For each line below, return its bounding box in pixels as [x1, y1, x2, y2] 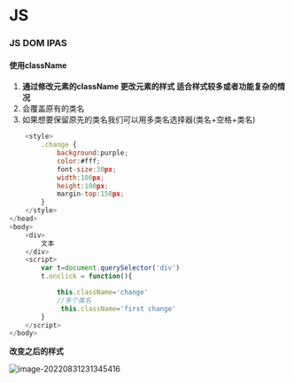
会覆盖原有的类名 [21, 103, 85, 114]
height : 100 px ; [56, 181, 109, 190]
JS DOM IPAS [9, 37, 68, 50]
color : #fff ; [56, 157, 101, 165]
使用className [9, 59, 67, 71]
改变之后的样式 [9, 346, 64, 356]
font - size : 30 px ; [56, 165, 117, 173]
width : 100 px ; [56, 173, 104, 182]
